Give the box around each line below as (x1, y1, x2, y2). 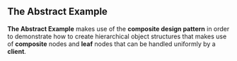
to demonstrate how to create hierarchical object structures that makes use (7, 32, 227, 40)
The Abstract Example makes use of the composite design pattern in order (7, 24, 230, 33)
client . (7, 47, 27, 55)
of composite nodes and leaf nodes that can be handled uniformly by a (7, 39, 216, 48)
